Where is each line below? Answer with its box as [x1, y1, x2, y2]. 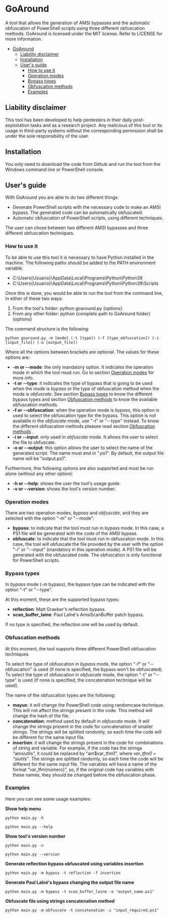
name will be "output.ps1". [12, 455, 67, 461]
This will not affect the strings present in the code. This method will [12, 707, 153, 713]
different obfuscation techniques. [5, 230, 75, 236]
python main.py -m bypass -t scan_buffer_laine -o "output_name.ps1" [5, 889, 155, 894]
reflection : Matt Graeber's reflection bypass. [12, 606, 106, 613]
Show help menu [5, 805, 41, 812]
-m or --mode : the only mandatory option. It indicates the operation [12, 364, 153, 370]
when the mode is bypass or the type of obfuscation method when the [12, 385, 160, 391]
